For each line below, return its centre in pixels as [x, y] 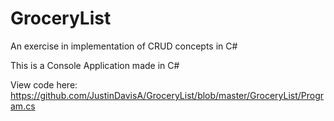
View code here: [44, 84]
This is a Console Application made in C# [95, 65]
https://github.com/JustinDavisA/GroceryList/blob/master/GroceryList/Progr [167, 95]
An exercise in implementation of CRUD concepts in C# [124, 46]
